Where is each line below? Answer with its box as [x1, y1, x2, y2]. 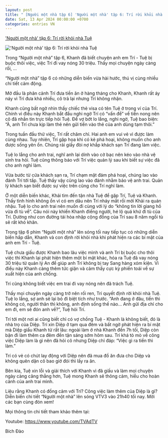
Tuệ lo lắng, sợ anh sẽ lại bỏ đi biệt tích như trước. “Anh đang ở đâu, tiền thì [5, 296, 160, 302]
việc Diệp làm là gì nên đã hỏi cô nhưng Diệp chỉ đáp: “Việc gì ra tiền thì [5, 338, 153, 344]
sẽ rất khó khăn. [5, 220, 39, 226]
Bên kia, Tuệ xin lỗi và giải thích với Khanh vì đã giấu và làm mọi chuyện [5, 368, 153, 374]
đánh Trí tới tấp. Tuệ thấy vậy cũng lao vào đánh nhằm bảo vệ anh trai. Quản [5, 177, 163, 184]
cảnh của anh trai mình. [5, 379, 54, 385]
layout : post [5, 7, 33, 13]
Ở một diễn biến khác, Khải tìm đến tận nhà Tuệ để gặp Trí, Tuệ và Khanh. [5, 192, 157, 199]
